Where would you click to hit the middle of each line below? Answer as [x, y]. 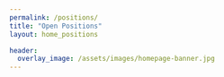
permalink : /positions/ [54, 17]
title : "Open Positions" [56, 26]
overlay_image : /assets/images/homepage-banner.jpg [116, 59]
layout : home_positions [54, 34]
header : [24, 50]
